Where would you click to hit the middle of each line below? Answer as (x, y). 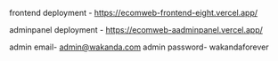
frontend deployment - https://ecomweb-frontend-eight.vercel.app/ (134, 13)
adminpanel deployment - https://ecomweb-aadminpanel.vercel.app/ (136, 30)
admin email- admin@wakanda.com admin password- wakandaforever (139, 47)
